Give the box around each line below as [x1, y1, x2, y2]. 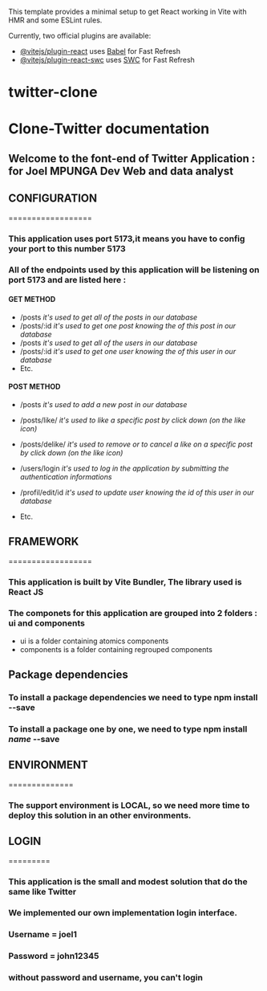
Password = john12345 [8, 951, 99, 962]
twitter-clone [8, 84, 98, 101]
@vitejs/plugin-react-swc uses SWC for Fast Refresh [19, 55, 195, 64]
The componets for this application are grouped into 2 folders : [8, 608, 258, 619]
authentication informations [19, 471, 112, 481]
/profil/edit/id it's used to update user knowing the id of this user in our [19, 487, 254, 497]
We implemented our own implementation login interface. [8, 907, 238, 919]
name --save [8, 734, 60, 745]
